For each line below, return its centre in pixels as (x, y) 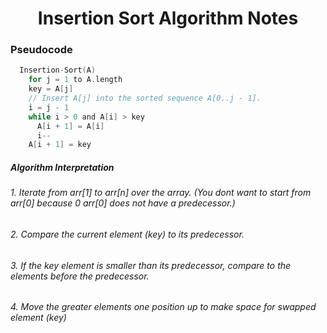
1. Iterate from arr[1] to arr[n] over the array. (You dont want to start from (161, 193)
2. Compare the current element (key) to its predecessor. (127, 234)
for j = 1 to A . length (75, 80)
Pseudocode (41, 50)
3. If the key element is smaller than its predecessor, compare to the (151, 265)
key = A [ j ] (51, 89)
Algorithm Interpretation (62, 167)
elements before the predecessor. (80, 276)
